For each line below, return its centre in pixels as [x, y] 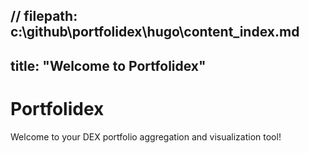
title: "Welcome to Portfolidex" [108, 65]
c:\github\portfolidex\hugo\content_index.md [155, 32]
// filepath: [44, 16]
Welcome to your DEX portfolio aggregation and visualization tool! [146, 136]
